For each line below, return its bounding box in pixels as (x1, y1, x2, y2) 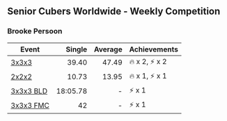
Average (93, 45, 123, 54)
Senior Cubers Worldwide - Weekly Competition (7, 6, 221, 17)
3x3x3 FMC (10, 101, 50, 111)
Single (65, 45, 88, 54)
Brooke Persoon (7, 26, 63, 36)
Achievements (129, 45, 179, 54)
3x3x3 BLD (10, 86, 47, 96)
